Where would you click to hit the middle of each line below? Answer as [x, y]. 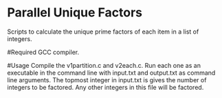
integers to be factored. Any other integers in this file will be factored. [106, 87]
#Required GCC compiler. [43, 52]
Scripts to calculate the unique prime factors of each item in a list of [103, 32]
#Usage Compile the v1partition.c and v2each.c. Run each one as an [104, 65]
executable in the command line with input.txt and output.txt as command [111, 73]
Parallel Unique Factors [75, 13]
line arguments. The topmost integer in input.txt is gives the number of [107, 79]
